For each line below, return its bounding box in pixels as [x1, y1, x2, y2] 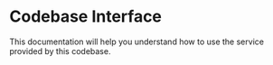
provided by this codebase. [9, 45, 111, 56]
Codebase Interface [9, 6, 163, 27]
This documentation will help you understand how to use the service [9, 36, 265, 47]
